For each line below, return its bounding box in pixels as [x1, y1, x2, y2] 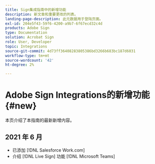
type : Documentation [5, 30, 48, 35]
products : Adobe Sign [5, 26, 50, 31]
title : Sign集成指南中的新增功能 [5, 7, 67, 12]
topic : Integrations [5, 44, 48, 49]
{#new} [5, 100, 37, 112]
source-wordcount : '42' [5, 58, 54, 63]
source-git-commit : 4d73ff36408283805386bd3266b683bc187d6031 [5, 48, 136, 53]
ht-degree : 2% [5, 62, 35, 67]
